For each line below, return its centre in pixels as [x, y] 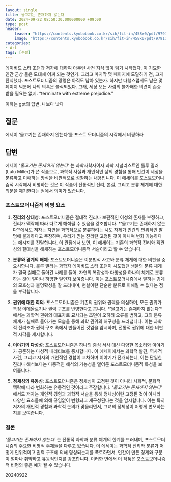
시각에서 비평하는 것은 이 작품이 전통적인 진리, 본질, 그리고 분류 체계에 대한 [89, 185]
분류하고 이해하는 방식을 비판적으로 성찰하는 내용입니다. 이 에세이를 [72, 178]
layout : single [21, 10]
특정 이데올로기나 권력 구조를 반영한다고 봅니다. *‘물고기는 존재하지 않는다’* [87, 309]
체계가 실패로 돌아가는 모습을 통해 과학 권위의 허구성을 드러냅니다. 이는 [82, 321]
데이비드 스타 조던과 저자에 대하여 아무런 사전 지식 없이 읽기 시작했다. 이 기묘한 [83, 68]
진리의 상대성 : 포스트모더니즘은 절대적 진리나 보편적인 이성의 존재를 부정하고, [89, 217]
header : [13, 29]
